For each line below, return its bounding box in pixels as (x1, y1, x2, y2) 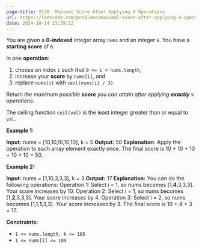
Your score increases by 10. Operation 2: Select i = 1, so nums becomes (6, 188, 184, 195)
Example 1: (6, 127, 34, 134)
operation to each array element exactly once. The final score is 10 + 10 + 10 (6, 145, 195, 153)
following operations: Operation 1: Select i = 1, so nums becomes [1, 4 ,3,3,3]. (6, 181, 194, 189)
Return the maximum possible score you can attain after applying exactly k (6, 91, 194, 98)
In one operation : (6, 55, 50, 62)
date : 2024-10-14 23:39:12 (6, 20, 74, 26)
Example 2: (6, 163, 35, 171)
